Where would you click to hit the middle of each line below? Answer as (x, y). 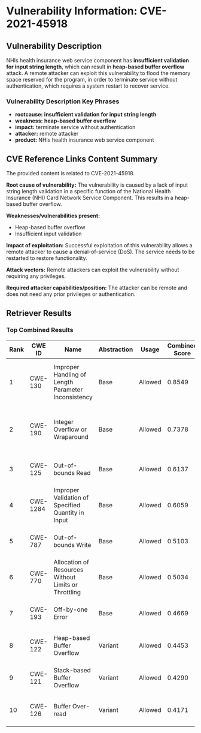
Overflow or (70, 429)
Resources (68, 570)
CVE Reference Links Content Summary (82, 159)
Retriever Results (39, 313)
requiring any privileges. (36, 276)
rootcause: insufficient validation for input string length (86, 115)
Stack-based (72, 670)
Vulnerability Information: (72, 11)
